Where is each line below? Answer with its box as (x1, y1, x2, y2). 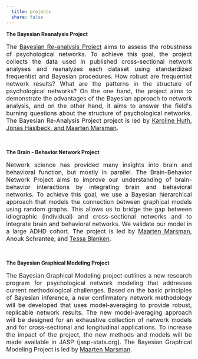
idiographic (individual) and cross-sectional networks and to (6, 212, 192, 220)
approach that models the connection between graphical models (6, 197, 192, 205)
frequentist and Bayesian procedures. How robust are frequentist (6, 72, 192, 80)
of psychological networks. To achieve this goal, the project (6, 50, 192, 58)
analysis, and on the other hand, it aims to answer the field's (6, 102, 192, 110)
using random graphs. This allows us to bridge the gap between (6, 205, 192, 213)
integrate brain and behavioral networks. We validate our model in (6, 220, 192, 228)
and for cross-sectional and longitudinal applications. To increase (6, 323, 192, 331)
